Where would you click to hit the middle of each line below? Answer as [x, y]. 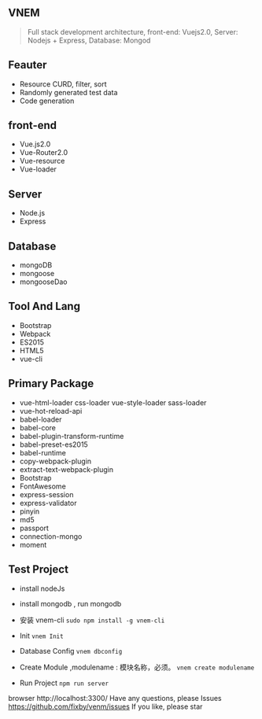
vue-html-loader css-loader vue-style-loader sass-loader [113, 402]
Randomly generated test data [68, 92]
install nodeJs [42, 588]
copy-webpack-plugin [55, 461]
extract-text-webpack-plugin [66, 469]
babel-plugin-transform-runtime [72, 436]
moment [33, 544]
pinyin [30, 511]
